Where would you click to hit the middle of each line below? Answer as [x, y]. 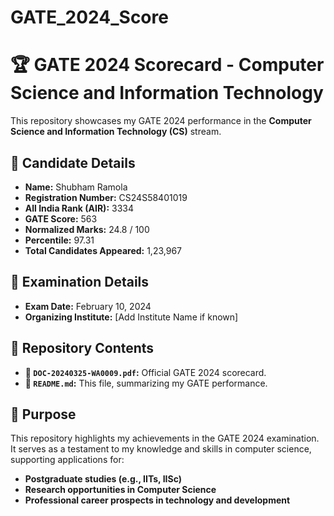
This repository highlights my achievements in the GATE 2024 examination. [165, 438]
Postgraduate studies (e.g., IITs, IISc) [103, 479]
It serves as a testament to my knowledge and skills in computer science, [161, 449]
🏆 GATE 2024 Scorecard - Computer [167, 65]
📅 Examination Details [80, 282]
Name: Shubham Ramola [76, 187]
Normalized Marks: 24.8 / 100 [87, 229]
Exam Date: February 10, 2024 [88, 306]
